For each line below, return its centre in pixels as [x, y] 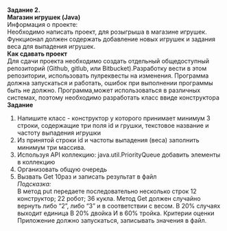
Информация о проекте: [43, 24]
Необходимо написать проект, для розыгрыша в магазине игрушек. [107, 32]
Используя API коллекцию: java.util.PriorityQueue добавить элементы [119, 155]
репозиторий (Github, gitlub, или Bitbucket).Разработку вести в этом [107, 68]
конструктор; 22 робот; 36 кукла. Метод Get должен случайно [109, 198]
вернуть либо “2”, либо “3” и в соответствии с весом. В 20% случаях [119, 206]
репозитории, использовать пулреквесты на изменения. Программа [108, 76]
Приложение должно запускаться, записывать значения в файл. [112, 220]
